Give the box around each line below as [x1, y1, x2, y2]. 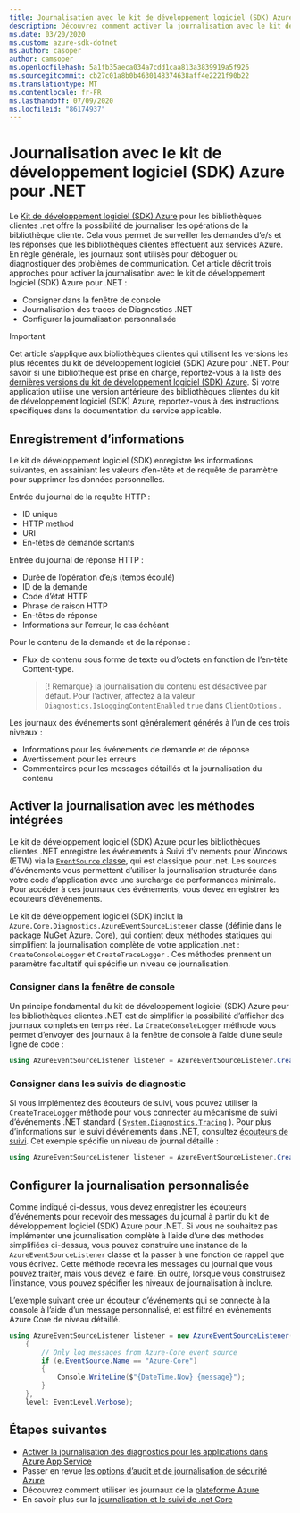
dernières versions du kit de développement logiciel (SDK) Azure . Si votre [9, 377, 280, 387]
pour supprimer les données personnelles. [9, 474, 165, 484]
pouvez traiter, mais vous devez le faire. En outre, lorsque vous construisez [9, 1268, 286, 1279]
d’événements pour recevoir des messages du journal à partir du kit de [9, 1211, 270, 1221]
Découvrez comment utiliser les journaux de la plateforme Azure [21, 1484, 260, 1495]
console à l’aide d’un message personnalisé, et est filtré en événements [9, 1304, 272, 1315]
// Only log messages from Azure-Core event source [41, 1347, 238, 1356]
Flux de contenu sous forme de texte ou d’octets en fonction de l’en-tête [21, 654, 288, 665]
